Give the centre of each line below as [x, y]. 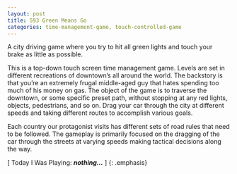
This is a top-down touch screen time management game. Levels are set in [116, 68]
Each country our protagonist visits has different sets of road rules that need [118, 127]
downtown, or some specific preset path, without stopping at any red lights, [117, 98]
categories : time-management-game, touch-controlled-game [94, 27]
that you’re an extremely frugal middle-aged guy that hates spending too [113, 83]
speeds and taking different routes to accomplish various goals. [100, 113]
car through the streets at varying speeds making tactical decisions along [114, 142]
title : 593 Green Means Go [47, 20]
